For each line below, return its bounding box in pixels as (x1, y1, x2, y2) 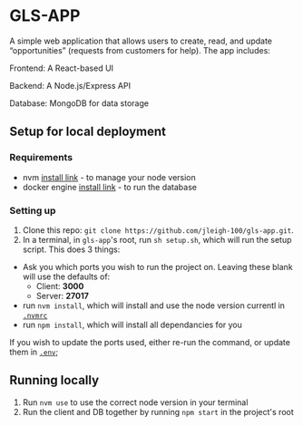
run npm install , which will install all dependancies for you (22, 319, 243, 330)
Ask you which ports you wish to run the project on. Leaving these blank (22, 261, 293, 272)
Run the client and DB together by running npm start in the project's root (22, 406, 295, 417)
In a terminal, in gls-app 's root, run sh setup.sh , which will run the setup (22, 234, 292, 245)
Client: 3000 (35, 280, 84, 291)
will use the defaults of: (22, 271, 111, 282)
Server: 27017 (35, 290, 89, 301)
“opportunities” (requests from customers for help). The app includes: (9, 44, 270, 55)
